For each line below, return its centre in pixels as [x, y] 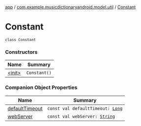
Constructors [21, 52]
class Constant [21, 40]
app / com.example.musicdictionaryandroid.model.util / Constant [70, 7]
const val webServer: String [81, 116]
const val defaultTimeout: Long [85, 108]
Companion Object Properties [41, 87]
